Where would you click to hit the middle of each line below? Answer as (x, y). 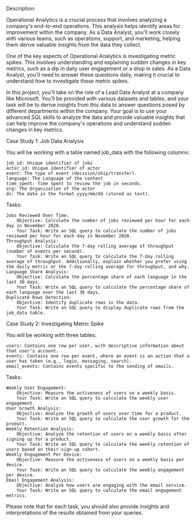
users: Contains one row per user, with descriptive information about (95, 346)
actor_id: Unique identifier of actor (53, 168)
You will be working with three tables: (51, 335)
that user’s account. (32, 351)
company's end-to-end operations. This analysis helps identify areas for (93, 26)
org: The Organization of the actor (51, 189)
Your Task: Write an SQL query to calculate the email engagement (99, 490)
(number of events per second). (45, 251)
